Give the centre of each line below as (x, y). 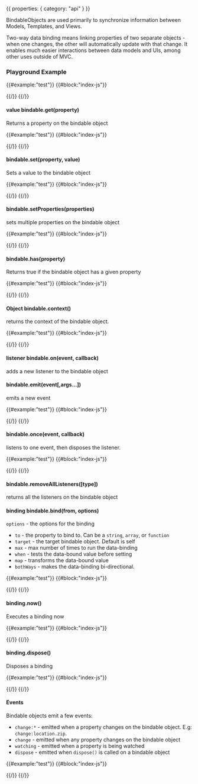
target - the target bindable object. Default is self (75, 541)
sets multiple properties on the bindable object (63, 222)
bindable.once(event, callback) (45, 434)
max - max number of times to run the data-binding (76, 548)
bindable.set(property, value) (43, 160)
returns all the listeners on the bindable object (62, 497)
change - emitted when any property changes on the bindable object (98, 740)
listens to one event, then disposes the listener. (64, 447)
